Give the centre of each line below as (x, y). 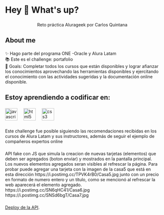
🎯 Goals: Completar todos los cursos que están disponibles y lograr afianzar (82, 66)
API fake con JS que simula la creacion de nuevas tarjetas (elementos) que (81, 153)
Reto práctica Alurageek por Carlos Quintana (82, 25)
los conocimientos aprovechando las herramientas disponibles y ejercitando (82, 72)
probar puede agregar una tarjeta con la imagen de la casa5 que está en (78, 169)
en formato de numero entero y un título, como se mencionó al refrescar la (80, 179)
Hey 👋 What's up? (42, 10)
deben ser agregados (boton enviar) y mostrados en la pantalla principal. (79, 159)
